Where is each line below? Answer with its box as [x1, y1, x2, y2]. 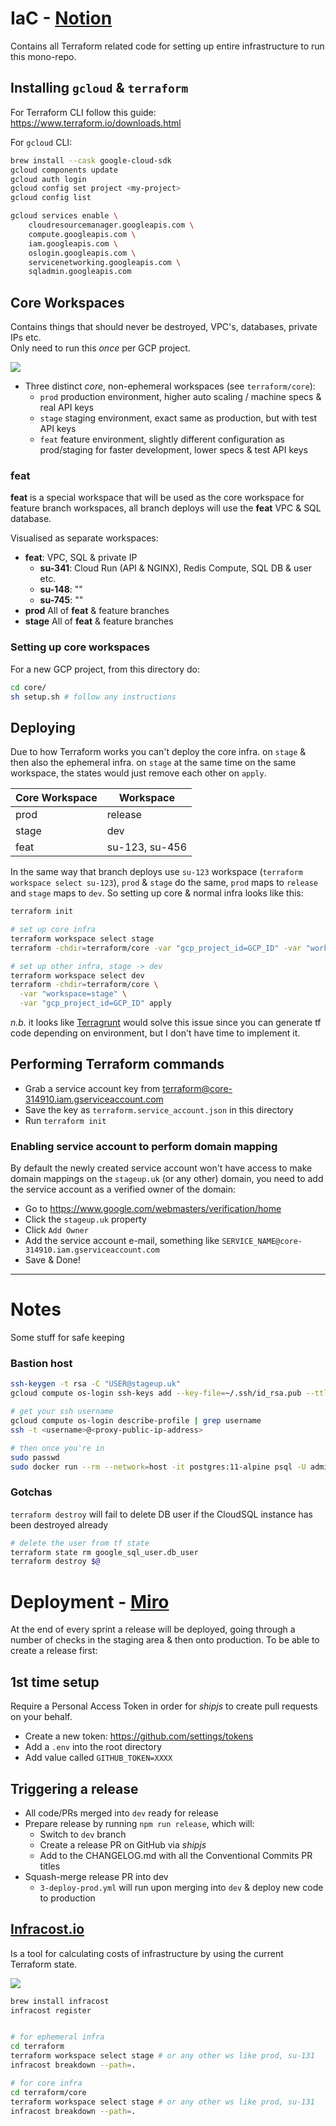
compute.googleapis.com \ [28, 229, 137, 239]
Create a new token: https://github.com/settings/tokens [24, 1730, 254, 1742]
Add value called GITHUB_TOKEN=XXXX [24, 1752, 173, 1764]
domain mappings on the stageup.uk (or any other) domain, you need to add [10, 1173, 324, 1185]
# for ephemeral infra [10, 2032, 105, 2042]
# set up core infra [10, 925, 97, 935]
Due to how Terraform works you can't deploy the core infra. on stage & [10, 746, 307, 758]
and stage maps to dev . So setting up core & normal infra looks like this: [10, 887, 304, 899]
